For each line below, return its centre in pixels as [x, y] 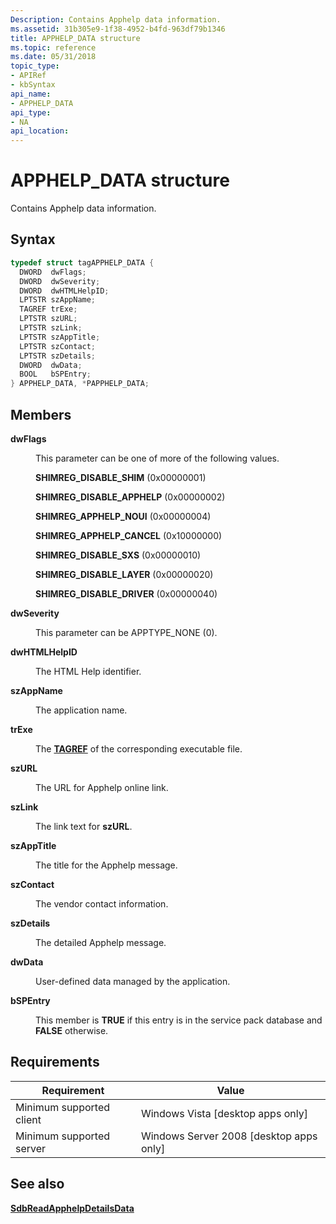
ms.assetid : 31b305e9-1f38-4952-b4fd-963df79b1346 [118, 29]
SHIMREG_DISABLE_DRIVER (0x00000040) [126, 593]
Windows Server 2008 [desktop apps [229, 1136]
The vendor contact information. [102, 903]
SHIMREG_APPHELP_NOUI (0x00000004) [123, 516]
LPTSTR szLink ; [51, 328]
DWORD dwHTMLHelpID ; [64, 291]
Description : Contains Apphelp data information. [116, 19]
